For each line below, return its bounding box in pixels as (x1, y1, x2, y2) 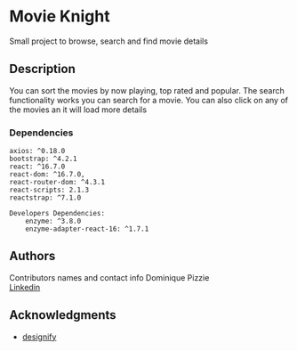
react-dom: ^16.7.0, (9, 170, 86, 179)
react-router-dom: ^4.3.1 (9, 178, 105, 187)
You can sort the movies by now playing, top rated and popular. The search (9, 85, 285, 95)
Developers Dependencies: (9, 209, 105, 218)
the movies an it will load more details (9, 104, 148, 115)
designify (21, 331, 57, 342)
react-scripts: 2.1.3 (9, 185, 90, 195)
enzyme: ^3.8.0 (25, 216, 82, 226)
